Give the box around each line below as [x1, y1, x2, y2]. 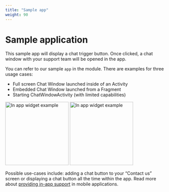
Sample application [5, 34, 88, 46]
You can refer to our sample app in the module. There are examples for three [5, 66, 164, 72]
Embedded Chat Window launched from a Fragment [12, 87, 121, 93]
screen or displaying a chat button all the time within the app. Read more [5, 176, 156, 182]
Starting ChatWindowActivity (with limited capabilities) [12, 92, 126, 98]
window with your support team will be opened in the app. [5, 56, 126, 62]
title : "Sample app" [5, 7, 49, 13]
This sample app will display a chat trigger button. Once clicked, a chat [5, 51, 153, 57]
